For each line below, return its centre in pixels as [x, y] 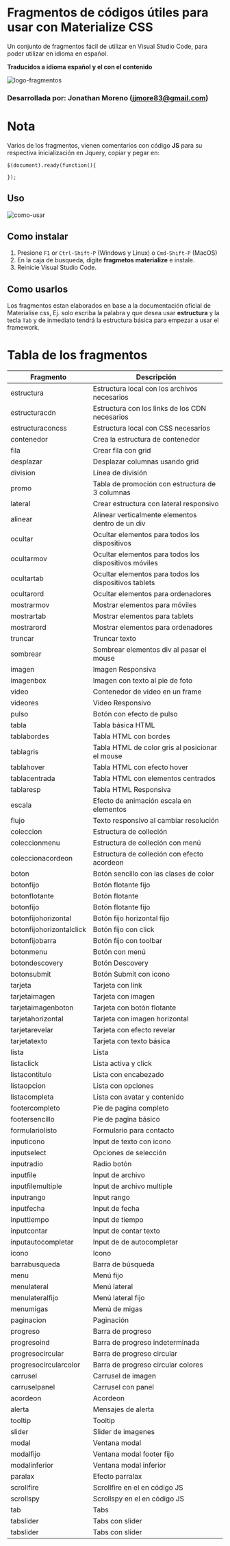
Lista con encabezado [128, 1075]
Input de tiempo [118, 1220]
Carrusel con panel [123, 1387]
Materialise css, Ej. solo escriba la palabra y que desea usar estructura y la [113, 313]
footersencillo [33, 1119]
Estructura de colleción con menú [147, 843]
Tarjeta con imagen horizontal [141, 1019]
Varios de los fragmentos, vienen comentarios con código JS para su [105, 145]
